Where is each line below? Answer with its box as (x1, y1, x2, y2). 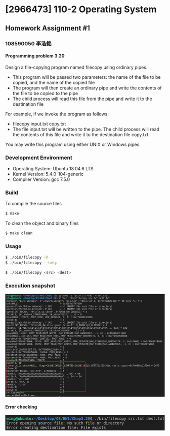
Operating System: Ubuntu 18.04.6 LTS (12, 166, 94, 171)
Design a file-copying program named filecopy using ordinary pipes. (5, 64, 148, 70)
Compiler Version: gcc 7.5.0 (12, 176, 70, 182)
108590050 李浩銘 (5, 40, 52, 47)
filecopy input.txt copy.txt (12, 120, 66, 127)
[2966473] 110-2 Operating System (5, 4, 157, 15)
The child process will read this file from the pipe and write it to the (12, 96, 153, 102)
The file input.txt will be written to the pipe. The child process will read (12, 126, 159, 132)
